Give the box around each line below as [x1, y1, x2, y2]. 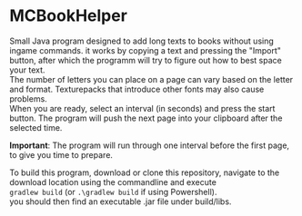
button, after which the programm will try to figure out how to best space [9, 54, 282, 65]
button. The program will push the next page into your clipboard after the [9, 113, 283, 123]
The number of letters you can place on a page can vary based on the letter [9, 74, 294, 84]
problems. [9, 93, 47, 104]
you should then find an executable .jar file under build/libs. [9, 196, 232, 207]
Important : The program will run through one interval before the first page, [9, 140, 289, 151]
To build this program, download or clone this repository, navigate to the [9, 167, 280, 178]
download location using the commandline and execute [9, 176, 216, 187]
